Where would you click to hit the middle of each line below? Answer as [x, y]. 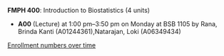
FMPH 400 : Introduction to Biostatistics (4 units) [79, 10]
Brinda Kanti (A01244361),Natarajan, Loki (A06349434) [100, 32]
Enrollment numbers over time [52, 45]
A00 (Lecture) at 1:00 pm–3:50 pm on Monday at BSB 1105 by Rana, [117, 24]
